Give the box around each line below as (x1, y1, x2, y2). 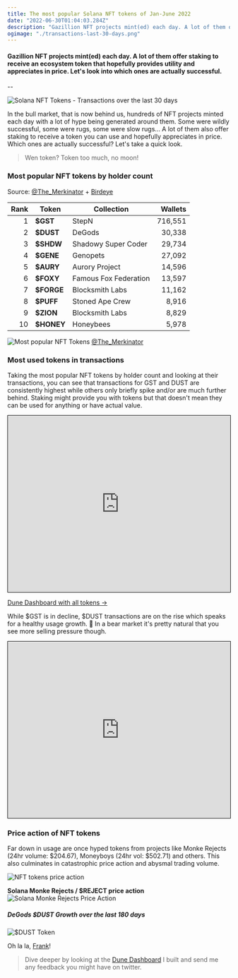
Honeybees (72, 319, 111, 329)
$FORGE (35, 285, 64, 294)
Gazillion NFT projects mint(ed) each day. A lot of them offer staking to (7, 52, 219, 60)
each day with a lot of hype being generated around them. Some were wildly (7, 117, 230, 126)
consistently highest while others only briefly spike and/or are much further (7, 386, 227, 395)
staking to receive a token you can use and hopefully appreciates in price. (7, 132, 222, 141)
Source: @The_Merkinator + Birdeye (7, 187, 114, 196)
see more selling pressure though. (7, 627, 107, 636)
